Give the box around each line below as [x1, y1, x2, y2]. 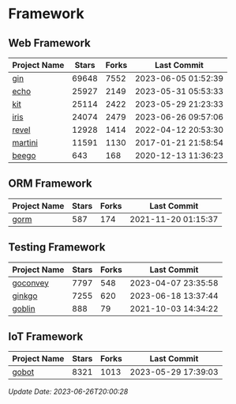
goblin [12, 303, 36, 314]
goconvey [12, 278, 50, 289]
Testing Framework [8, 240, 106, 254]
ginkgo [12, 290, 38, 301]
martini [12, 138, 38, 148]
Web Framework [8, 36, 91, 50]
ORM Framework [8, 177, 92, 191]
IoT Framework [8, 330, 84, 344]
